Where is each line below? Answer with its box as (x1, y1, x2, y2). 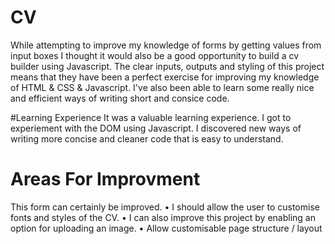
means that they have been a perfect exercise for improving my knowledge (10, 71, 320, 83)
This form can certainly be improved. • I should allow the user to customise (10, 201, 320, 213)
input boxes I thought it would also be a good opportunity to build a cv (10, 49, 300, 61)
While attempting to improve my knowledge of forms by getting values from (10, 39, 322, 51)
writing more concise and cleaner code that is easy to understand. (10, 132, 284, 145)
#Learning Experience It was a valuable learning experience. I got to (10, 111, 292, 123)
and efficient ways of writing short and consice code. (10, 92, 230, 104)
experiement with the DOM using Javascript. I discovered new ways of (10, 122, 302, 134)
